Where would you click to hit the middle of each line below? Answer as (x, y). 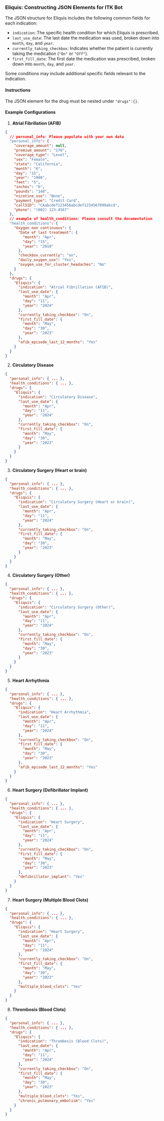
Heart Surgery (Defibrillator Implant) (50, 790)
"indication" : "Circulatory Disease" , (58, 397)
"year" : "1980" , (31, 178)
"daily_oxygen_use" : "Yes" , (47, 260)
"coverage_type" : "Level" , (41, 155)
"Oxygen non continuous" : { (42, 228)
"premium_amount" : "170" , (41, 150)
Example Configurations (30, 112)
